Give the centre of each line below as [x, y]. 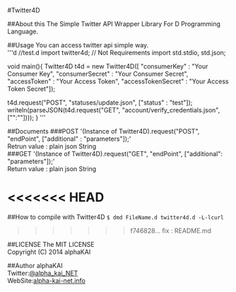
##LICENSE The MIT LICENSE [51, 244]
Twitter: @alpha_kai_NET [43, 273]
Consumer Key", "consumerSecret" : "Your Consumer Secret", [98, 74]
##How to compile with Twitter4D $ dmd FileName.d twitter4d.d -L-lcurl [116, 217]
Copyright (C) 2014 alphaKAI [49, 252]
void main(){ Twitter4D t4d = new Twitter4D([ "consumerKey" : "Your [108, 66]
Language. [23, 31]
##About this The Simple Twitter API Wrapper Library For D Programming [114, 24]
